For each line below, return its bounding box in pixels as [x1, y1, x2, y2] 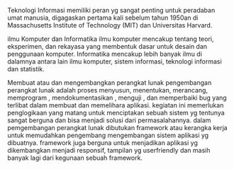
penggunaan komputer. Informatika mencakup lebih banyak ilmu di [7, 49, 202, 58]
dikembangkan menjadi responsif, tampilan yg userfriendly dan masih [7, 146, 211, 154]
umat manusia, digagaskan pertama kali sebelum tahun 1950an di [7, 13, 199, 22]
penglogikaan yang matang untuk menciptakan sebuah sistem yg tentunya [7, 109, 225, 117]
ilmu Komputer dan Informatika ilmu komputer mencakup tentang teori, [7, 35, 214, 43]
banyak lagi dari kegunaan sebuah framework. [7, 153, 143, 162]
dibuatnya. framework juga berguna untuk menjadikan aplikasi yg [7, 139, 199, 147]
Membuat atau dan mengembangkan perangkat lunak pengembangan [7, 78, 212, 87]
